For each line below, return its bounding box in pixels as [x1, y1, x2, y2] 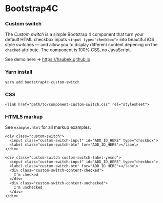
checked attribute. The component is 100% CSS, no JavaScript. [5, 47, 131, 53]
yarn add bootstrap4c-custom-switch [5, 80, 80, 84]
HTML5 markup [5, 113, 43, 120]
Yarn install [5, 69, 33, 76]
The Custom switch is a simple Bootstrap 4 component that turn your [5, 31, 144, 37]
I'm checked [14, 172, 38, 177]
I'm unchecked [14, 185, 42, 190]
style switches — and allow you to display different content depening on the [5, 42, 158, 48]
